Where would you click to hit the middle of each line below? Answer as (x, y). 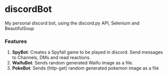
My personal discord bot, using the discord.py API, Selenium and (72, 23)
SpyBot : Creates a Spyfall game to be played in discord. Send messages (88, 52)
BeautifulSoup (19, 28)
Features (16, 41)
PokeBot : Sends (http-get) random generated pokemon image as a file (86, 68)
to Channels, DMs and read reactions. (51, 57)
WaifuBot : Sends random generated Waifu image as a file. (73, 63)
